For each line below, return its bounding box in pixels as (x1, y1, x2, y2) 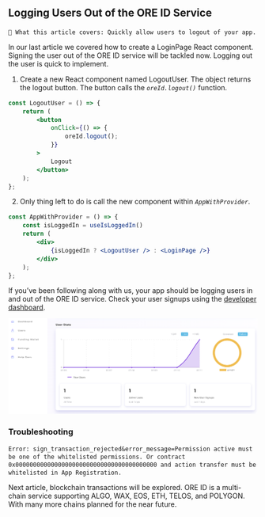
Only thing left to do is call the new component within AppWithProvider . (19, 197, 251, 207)
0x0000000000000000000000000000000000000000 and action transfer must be (8, 461, 257, 469)
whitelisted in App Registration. (8, 469, 123, 477)
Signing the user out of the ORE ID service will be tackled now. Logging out (8, 51, 253, 60)
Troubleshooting (8, 426, 74, 437)
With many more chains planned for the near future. (8, 500, 177, 509)
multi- (221, 483, 242, 492)
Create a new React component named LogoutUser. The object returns (19, 74, 252, 84)
